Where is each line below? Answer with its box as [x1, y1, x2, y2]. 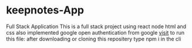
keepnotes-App [6, 4, 84, 17]
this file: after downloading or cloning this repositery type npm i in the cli [6, 35, 181, 42]
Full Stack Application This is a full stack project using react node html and [6, 23, 187, 30]
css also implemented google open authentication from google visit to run [6, 29, 185, 36]
